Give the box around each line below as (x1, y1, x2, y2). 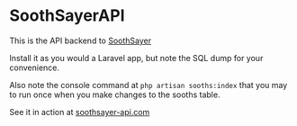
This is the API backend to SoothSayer (9, 35, 151, 46)
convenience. (9, 62, 60, 73)
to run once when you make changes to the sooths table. (9, 89, 220, 100)
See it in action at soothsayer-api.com (9, 106, 150, 117)
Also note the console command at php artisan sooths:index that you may (9, 79, 288, 90)
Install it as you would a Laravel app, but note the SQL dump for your (9, 52, 264, 63)
